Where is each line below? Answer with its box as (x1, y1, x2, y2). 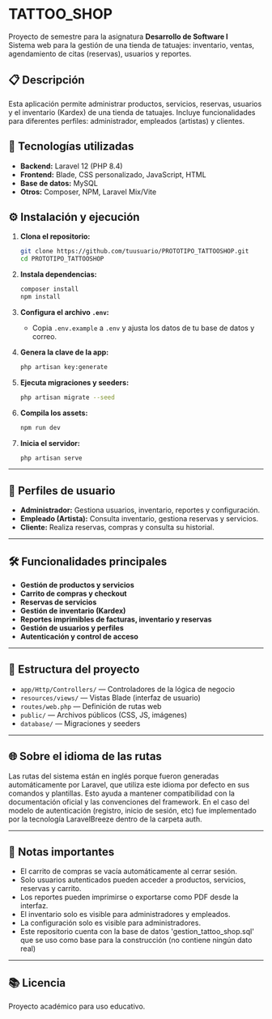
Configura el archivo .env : (19, 307, 109, 316)
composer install (19, 285, 79, 294)
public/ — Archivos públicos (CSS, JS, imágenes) (19, 710, 188, 720)
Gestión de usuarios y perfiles (19, 623, 124, 632)
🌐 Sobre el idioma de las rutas (8, 749, 162, 763)
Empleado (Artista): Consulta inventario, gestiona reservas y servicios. (19, 514, 259, 524)
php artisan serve (19, 454, 83, 462)
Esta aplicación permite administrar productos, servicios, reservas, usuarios (8, 99, 262, 108)
